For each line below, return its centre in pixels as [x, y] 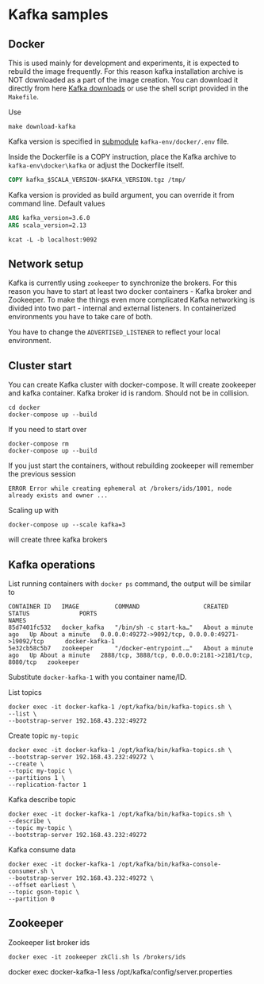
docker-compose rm [38, 444]
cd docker [25, 408]
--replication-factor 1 [48, 785]
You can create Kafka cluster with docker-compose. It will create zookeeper [132, 385]
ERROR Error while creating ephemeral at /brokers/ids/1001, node [120, 489]
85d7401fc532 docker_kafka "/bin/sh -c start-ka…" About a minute [131, 628]
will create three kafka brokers [58, 540]
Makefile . [24, 96]
